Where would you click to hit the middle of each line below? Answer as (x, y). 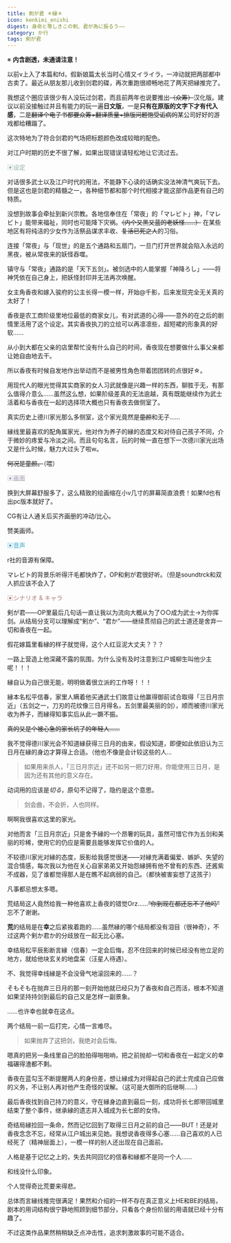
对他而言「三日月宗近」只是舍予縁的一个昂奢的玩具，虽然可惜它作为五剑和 (112, 834)
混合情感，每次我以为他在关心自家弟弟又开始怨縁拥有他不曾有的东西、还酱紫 (115, 866)
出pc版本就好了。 (32, 502)
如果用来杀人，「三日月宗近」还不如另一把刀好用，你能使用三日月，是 (122, 767)
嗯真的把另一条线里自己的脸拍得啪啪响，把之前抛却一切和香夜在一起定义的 (112, 1056)
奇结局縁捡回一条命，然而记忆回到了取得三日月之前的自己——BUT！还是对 (113, 1125)
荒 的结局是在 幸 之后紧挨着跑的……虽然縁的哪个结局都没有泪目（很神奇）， (110, 927)
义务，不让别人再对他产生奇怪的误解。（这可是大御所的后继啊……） (107, 1087)
